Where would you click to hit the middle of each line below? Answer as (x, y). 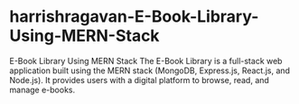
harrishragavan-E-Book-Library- (134, 17)
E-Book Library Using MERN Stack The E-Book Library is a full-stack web (146, 61)
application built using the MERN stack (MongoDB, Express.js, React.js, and (150, 71)
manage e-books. (42, 90)
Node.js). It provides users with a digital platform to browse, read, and (139, 80)
